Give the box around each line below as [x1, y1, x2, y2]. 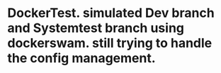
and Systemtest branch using [7, 20, 184, 36]
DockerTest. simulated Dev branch [7, 5, 215, 21]
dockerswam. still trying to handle [7, 35, 212, 51]
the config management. [7, 50, 156, 67]
